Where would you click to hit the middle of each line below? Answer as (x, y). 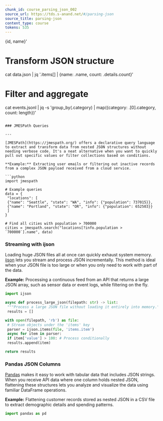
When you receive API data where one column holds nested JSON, (72, 380)
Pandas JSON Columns (33, 364)
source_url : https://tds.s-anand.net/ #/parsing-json (59, 14)
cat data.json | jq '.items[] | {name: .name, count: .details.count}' (69, 75)
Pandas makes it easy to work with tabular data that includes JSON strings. (80, 375)
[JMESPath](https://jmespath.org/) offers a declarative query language (80, 143)
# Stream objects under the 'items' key (49, 325)
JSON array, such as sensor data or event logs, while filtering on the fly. (77, 285)
